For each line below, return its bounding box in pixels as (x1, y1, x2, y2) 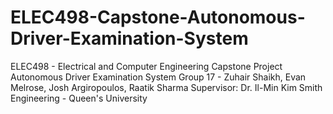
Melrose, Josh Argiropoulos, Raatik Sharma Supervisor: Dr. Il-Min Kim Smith (10, 81, 323, 93)
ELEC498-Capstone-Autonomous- (10, 6, 306, 29)
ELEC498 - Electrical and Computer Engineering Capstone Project (10, 60, 283, 72)
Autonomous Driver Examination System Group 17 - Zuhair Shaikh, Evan (10, 71, 307, 83)
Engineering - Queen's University (10, 92, 148, 104)
